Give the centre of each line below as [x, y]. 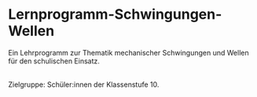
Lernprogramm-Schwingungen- [115, 14]
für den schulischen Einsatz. [54, 61]
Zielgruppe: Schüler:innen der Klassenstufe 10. [84, 84]
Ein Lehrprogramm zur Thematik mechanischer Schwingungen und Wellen [128, 52]
